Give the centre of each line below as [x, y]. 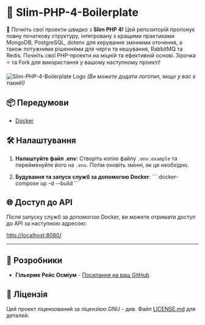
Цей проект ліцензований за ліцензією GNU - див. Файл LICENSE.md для [101, 309]
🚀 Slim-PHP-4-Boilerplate [73, 13]
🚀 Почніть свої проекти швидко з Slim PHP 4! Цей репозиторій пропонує [101, 29]
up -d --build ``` [60, 183]
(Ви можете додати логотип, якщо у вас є [142, 76]
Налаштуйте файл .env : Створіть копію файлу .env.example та [96, 158]
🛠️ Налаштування [41, 141]
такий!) [16, 82]
